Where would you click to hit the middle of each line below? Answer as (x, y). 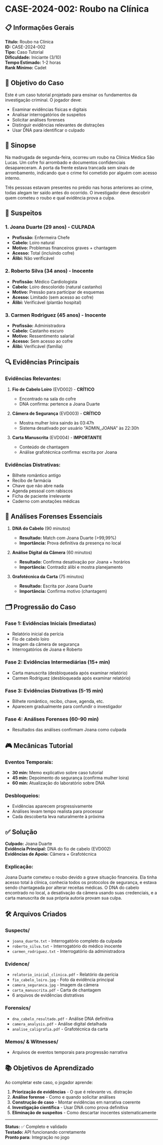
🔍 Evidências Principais (42, 362)
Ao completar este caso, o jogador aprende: (49, 1082)
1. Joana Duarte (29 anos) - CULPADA (50, 227)
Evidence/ (17, 964)
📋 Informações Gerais (40, 28)
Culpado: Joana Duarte (29, 844)
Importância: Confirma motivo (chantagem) (63, 591)
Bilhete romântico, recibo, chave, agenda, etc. (58, 701)
